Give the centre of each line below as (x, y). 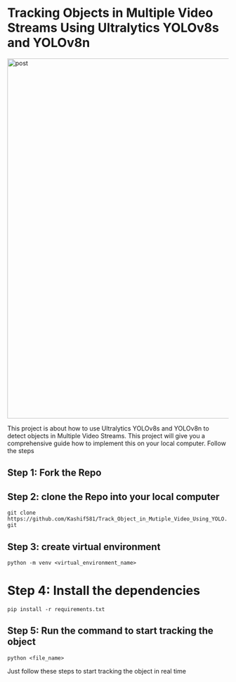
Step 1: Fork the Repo (54, 473)
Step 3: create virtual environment (84, 547)
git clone (22, 513)
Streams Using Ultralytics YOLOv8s (113, 28)
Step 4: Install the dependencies (104, 591)
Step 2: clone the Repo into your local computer (113, 497)
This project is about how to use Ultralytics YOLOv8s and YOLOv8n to (108, 428)
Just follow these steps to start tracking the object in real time (97, 671)
